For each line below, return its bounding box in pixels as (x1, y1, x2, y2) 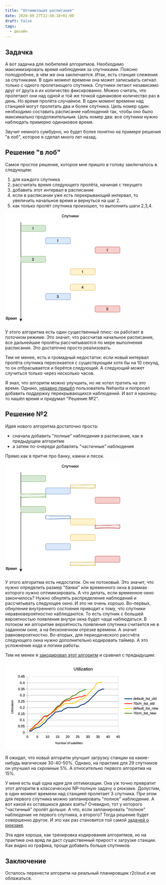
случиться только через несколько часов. (5, 370, 95, 376)
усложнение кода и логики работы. (5, 642, 80, 648)
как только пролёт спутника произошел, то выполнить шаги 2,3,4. (12, 202, 153, 208)
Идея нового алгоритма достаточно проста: (5, 423, 99, 429)
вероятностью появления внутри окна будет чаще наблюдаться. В (5, 616, 147, 622)
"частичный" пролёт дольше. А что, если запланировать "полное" (5, 807, 146, 813)
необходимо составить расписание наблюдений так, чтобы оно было (5, 108, 153, 114)
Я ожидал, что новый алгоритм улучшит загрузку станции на (5, 755, 134, 761)
